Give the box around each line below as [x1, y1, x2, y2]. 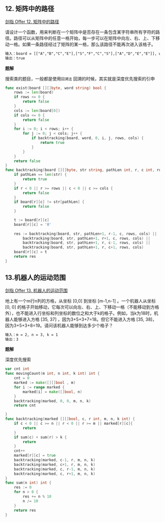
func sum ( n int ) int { [5, 480, 52, 485]
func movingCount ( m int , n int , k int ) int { [5, 371, 100, 376]
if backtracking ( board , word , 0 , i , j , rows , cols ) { [31, 136, 144, 141]
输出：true [5, 55, 26, 60]
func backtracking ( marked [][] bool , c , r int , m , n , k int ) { [5, 416, 135, 421]
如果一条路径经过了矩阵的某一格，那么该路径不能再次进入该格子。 [22, 41, 156, 47]
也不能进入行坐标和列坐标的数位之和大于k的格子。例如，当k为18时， [15, 310, 154, 316]
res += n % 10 [23, 494, 52, 499]
